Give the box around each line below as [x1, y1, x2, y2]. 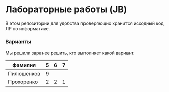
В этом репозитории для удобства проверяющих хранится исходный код [5, 20, 164, 26]
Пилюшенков [8, 70, 40, 77]
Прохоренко [8, 78, 38, 85]
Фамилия [12, 62, 36, 69]
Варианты [5, 38, 32, 45]
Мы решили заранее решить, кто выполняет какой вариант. [5, 50, 135, 56]
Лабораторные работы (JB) [5, 4, 128, 15]
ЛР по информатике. [5, 25, 50, 31]
